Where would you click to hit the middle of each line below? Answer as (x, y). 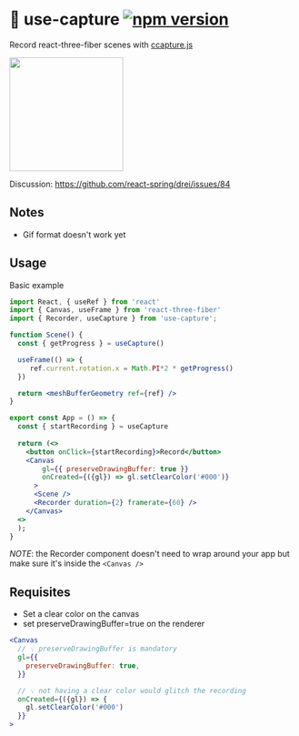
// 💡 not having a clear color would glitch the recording (132, 691)
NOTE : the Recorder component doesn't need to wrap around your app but (150, 554)
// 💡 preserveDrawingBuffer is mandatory (97, 649)
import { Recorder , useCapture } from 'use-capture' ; (114, 318)
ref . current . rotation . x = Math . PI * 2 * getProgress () (131, 368)
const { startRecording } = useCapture (93, 427)
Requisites (40, 592)
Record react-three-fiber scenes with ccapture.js (101, 45)
